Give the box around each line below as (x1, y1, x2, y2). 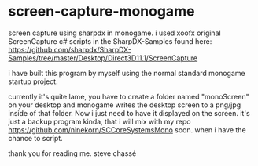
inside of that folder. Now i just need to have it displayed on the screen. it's (8, 108, 250, 117)
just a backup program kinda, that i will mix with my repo (8, 117, 191, 126)
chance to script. (8, 133, 63, 143)
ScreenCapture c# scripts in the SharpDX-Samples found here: (8, 36, 212, 45)
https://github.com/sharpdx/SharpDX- (8, 45, 132, 54)
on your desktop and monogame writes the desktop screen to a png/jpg (8, 100, 241, 110)
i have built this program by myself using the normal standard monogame (8, 68, 245, 78)
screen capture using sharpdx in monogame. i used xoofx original (8, 28, 222, 38)
